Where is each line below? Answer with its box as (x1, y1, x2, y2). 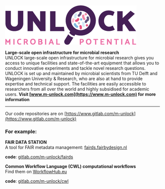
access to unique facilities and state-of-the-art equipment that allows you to (5, 60, 160, 66)
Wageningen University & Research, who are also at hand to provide (5, 76, 143, 81)
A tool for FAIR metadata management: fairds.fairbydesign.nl (5, 144, 127, 150)
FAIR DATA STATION (5, 139, 47, 145)
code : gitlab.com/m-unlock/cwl (5, 178, 69, 184)
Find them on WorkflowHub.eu (5, 169, 67, 175)
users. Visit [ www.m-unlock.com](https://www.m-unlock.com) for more (5, 91, 156, 97)
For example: (5, 128, 37, 135)
